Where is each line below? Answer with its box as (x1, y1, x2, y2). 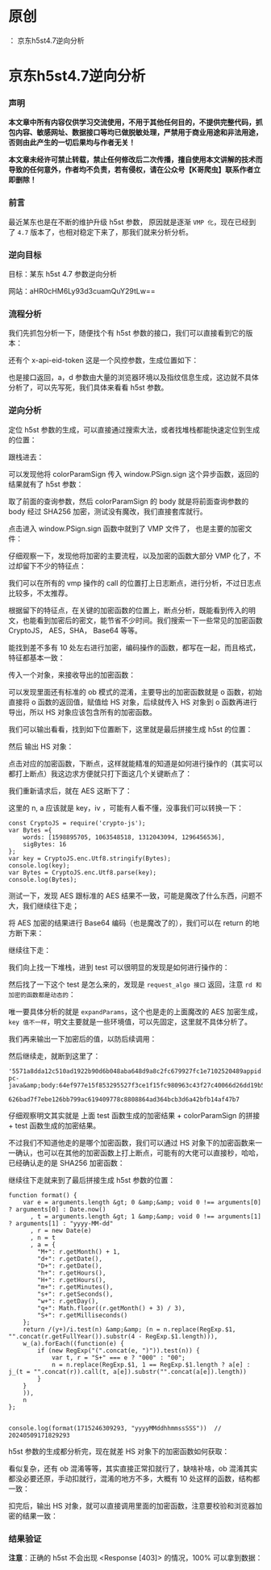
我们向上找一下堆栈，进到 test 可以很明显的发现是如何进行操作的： (8, 962, 230, 972)
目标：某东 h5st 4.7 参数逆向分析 (8, 269, 117, 279)
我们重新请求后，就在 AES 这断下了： (8, 786, 132, 795)
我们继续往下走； (22, 900, 79, 910)
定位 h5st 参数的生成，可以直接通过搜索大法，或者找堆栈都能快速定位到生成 (8, 424, 261, 434)
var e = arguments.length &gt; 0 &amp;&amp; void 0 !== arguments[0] (23, 1198, 262, 1206)
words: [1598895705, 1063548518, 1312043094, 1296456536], (23, 833, 226, 841)
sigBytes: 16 (23, 840, 67, 848)
